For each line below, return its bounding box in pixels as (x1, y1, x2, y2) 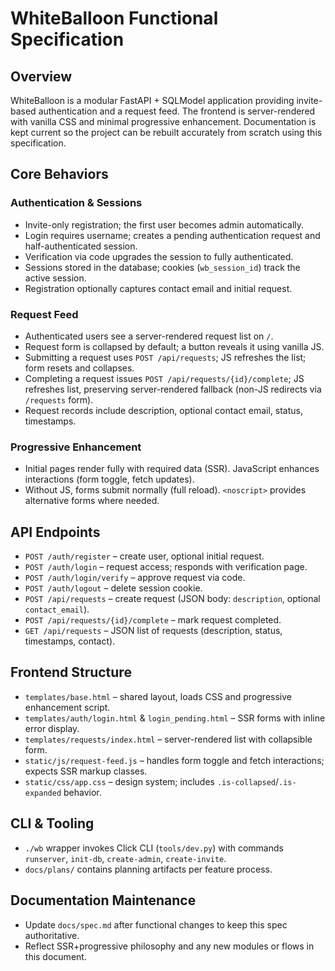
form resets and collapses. (24, 362, 135, 374)
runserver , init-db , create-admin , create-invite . (24, 852, 227, 864)
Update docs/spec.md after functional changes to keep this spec (24, 918, 288, 931)
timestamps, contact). (24, 635, 116, 647)
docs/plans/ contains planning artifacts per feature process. (24, 863, 273, 875)
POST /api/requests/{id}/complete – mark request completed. (24, 614, 282, 626)
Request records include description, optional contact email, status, (24, 404, 304, 416)
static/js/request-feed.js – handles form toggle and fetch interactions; (24, 754, 325, 766)
